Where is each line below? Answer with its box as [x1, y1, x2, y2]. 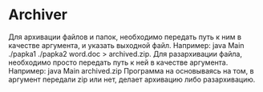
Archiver [8, 6, 68, 24]
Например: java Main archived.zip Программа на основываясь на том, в [8, 66, 254, 75]
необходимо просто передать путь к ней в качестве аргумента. [8, 58, 229, 67]
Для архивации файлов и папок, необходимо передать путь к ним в [8, 32, 242, 42]
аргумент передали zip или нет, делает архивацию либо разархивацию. [8, 74, 256, 84]
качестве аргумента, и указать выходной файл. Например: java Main [8, 40, 245, 50]
